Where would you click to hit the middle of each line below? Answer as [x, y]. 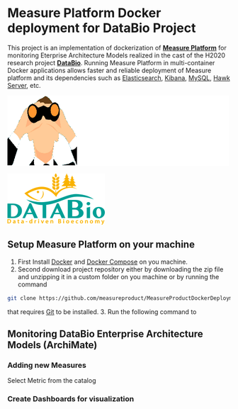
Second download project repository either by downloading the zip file [120, 269]
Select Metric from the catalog [52, 381]
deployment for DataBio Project [102, 28]
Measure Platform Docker [84, 13]
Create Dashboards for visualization [71, 399]
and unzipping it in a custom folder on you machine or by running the [118, 276]
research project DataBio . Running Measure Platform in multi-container [111, 62]
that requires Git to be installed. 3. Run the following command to [102, 312]
